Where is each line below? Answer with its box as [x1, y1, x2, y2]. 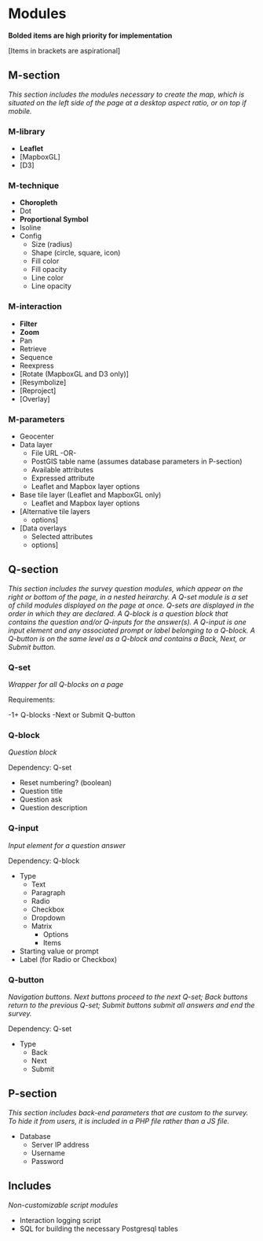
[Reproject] [19, 386, 57, 395]
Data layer [19, 439, 53, 449]
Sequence [19, 352, 53, 362]
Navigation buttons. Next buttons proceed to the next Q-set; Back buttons [8, 992, 249, 1001]
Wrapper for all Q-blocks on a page [8, 680, 124, 689]
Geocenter [19, 431, 55, 441]
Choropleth [19, 198, 58, 207]
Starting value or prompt [19, 946, 99, 956]
